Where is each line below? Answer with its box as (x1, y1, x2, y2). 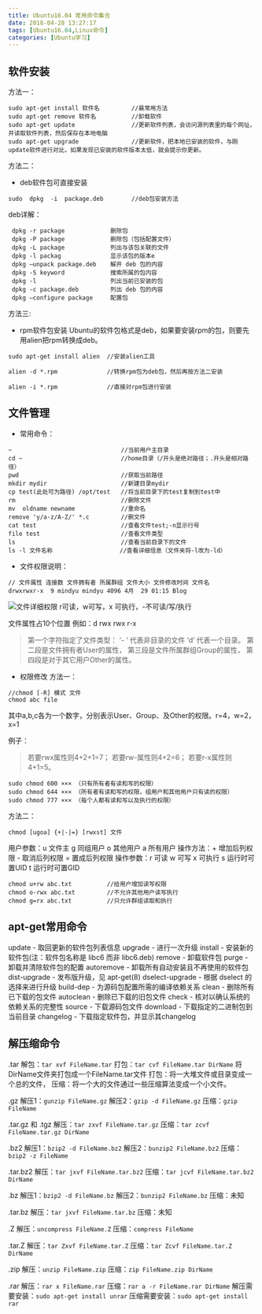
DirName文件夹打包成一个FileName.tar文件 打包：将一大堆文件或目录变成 (8, 1069, 245, 1078)
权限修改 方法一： (19, 672, 77, 681)
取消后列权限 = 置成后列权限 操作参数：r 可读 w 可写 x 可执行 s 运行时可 (22, 853, 255, 862)
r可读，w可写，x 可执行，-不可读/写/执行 (58, 601, 192, 611)
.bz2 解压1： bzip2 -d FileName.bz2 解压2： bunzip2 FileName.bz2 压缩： (8, 1143, 242, 1152)
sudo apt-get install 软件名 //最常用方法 (8, 104, 168, 113)
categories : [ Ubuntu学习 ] (8, 33, 91, 42)
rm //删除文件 (8, 496, 152, 504)
